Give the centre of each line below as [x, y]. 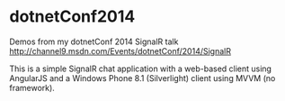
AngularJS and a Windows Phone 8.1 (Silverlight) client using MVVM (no [142, 78]
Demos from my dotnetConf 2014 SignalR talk [94, 41]
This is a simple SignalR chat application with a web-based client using [141, 69]
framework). [32, 87]
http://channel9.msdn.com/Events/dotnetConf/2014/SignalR [120, 50]
